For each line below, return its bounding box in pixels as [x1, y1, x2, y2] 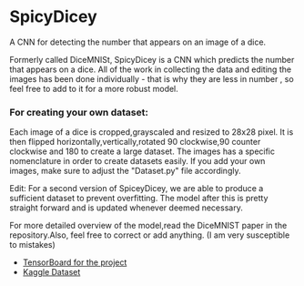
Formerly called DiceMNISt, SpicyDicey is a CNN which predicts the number [9, 54, 295, 65]
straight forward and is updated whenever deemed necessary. [9, 202, 243, 213]
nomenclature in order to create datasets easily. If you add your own [9, 156, 266, 167]
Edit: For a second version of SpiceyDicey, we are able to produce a [9, 183, 264, 194]
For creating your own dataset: [9, 106, 148, 118]
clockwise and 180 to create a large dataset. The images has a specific [9, 146, 276, 157]
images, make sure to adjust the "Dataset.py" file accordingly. [9, 166, 241, 177]
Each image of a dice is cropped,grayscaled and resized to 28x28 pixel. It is [9, 127, 294, 138]
